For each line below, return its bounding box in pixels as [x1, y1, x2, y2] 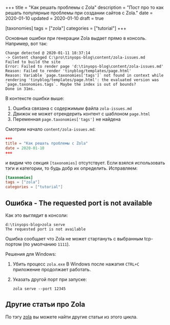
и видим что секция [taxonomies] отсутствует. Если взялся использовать [5, 159, 165, 166]
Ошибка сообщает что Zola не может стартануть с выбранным [5, 235, 143, 241]
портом [5, 241, 22, 247]
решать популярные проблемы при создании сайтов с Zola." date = [5, 10, 153, 16]
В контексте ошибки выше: [5, 95, 65, 101]
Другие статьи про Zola [5, 300, 86, 309]
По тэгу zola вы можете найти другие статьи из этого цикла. [5, 314, 138, 320]
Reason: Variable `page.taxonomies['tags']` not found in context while [5, 73, 164, 78]
